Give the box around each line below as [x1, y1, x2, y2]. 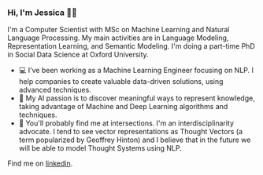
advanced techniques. [18, 86, 91, 95]
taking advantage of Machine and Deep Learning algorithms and [18, 102, 228, 111]
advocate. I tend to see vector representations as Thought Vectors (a [18, 127, 243, 137]
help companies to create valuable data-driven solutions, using [18, 77, 224, 86]
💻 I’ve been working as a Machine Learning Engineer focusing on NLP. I [18, 66, 254, 75]
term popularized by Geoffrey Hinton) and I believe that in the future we [18, 135, 251, 144]
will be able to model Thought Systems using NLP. [18, 144, 183, 153]
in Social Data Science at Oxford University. [7, 50, 149, 60]
